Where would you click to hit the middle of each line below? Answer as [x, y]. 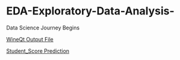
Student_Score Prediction [38, 51]
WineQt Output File [30, 39]
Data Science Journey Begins [43, 28]
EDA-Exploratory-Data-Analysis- [90, 11]
